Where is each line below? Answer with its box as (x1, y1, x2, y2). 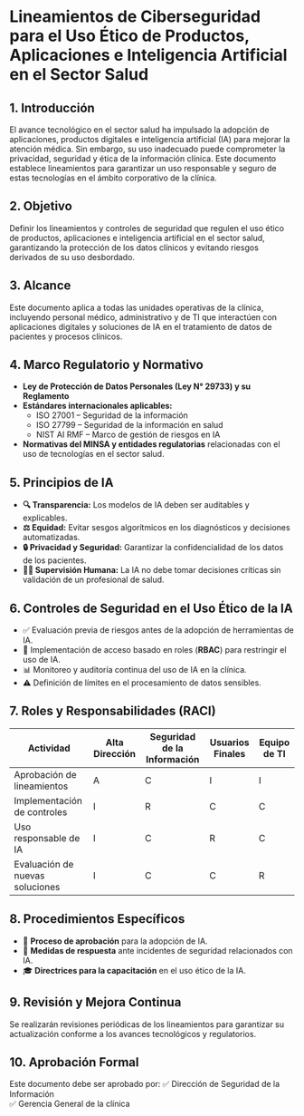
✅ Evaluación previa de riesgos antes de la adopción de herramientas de (22, 625, 294, 636)
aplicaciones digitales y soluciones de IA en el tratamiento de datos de (9, 321, 272, 332)
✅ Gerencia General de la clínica (9, 1099, 130, 1110)
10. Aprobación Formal (9, 1054, 139, 1070)
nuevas (14, 869, 45, 881)
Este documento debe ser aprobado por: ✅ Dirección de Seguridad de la (9, 1079, 280, 1090)
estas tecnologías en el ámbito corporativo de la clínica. (9, 172, 217, 183)
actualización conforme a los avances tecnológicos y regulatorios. (9, 1028, 256, 1039)
